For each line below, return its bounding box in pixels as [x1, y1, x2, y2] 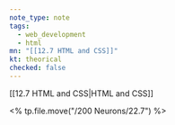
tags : [9, 22, 30, 31]
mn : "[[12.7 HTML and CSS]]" [9, 47, 118, 56]
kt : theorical [9, 55, 63, 64]
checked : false [9, 64, 66, 73]
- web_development [17, 30, 87, 39]
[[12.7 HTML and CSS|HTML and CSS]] [9, 87, 154, 99]
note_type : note [9, 13, 70, 22]
